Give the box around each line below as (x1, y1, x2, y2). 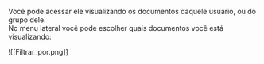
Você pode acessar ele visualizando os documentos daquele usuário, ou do (8, 7, 257, 16)
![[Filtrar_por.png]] (8, 47, 69, 56)
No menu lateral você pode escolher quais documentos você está (8, 24, 224, 32)
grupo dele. (8, 15, 46, 24)
